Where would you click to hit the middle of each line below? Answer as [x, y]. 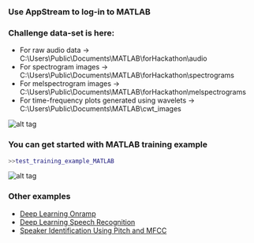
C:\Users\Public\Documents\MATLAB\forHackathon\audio [113, 58]
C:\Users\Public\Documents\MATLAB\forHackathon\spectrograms [127, 75]
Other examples [39, 196]
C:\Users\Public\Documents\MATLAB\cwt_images [100, 109]
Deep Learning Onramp [58, 213]
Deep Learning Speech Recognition [77, 222]
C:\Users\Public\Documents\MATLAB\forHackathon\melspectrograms [133, 92]
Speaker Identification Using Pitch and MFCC [93, 230]
